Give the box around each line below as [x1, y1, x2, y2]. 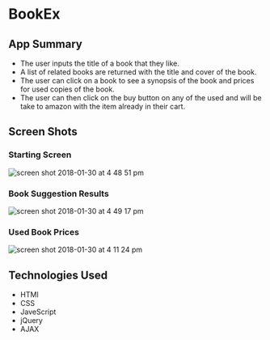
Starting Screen [8, 149, 72, 160]
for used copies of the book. [19, 84, 115, 94]
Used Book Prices [8, 226, 79, 237]
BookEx [8, 5, 61, 23]
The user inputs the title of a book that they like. [19, 58, 179, 68]
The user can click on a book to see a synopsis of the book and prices [19, 76, 255, 85]
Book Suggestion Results [8, 188, 109, 199]
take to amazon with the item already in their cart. [19, 102, 186, 111]
